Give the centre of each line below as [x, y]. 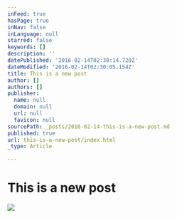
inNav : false [27, 27]
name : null [30, 100]
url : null [28, 113]
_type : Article [30, 147]
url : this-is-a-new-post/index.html [61, 140]
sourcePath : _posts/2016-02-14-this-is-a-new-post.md [89, 126]
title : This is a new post [47, 73]
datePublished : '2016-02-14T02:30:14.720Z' [73, 61]
